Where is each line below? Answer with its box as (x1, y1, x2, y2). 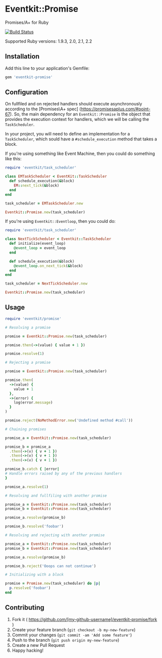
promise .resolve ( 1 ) (5, 351, 44, 356)
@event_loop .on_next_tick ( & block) (14, 263, 83, 268)
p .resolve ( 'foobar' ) (9, 586, 51, 591)
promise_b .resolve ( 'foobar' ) (5, 524, 64, 529)
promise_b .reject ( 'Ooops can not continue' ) (5, 563, 96, 569)
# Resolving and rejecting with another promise (5, 533, 105, 538)
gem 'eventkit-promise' (5, 74, 53, 80)
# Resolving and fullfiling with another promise (5, 493, 107, 498)
